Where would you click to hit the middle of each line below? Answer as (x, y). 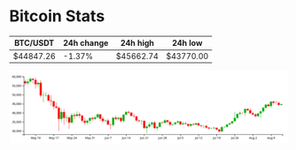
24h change (86, 43)
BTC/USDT (35, 43)
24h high (137, 43)
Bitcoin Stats (57, 16)
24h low (187, 43)
